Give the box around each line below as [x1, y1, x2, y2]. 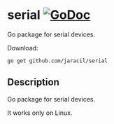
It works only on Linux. [7, 109, 73, 117]
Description [7, 76, 59, 88]
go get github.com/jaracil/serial [7, 57, 108, 64]
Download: [7, 43, 38, 52]
